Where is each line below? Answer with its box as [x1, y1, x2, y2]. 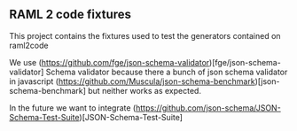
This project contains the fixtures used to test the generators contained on [9, 30, 281, 41]
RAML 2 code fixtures [9, 7, 131, 22]
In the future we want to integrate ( [9, 102, 137, 113]
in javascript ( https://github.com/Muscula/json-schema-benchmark [9, 75, 255, 87]
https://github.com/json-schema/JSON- [136, 102, 281, 113]
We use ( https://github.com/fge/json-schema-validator [9, 57, 210, 67]
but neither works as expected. [88, 85, 202, 96]
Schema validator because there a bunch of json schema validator [45, 66, 288, 77]
